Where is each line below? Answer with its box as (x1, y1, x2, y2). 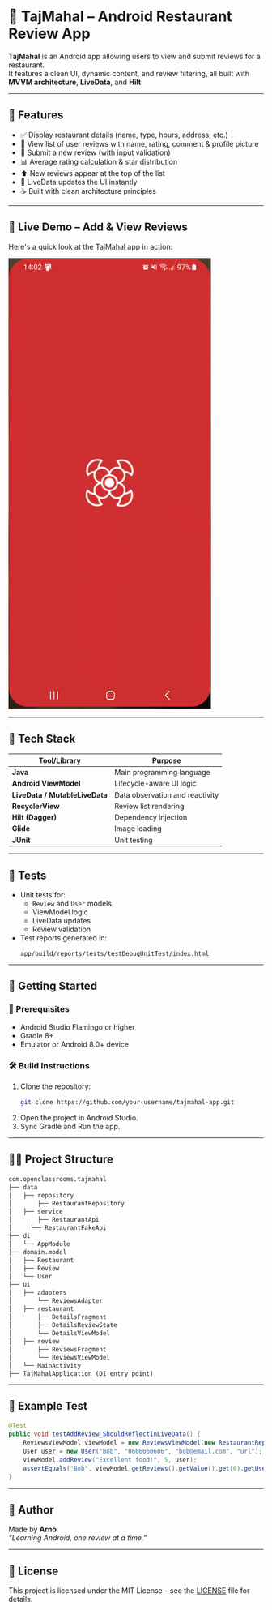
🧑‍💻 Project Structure (8, 1153, 114, 1167)
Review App (8, 24, 91, 43)
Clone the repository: (19, 1081, 91, 1091)
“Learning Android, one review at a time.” (8, 1533, 147, 1543)
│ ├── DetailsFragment (8, 1312, 107, 1321)
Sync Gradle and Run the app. (19, 1121, 121, 1131)
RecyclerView (11, 801, 60, 811)
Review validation (32, 924, 91, 934)
